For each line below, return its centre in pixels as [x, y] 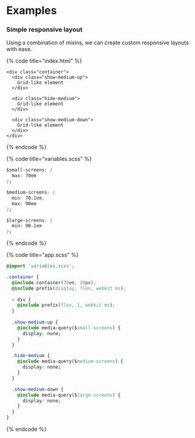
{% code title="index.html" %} [44, 61]
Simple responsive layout [45, 30]
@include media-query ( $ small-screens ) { [69, 328]
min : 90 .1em [27, 226]
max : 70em [24, 176]
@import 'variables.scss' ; [40, 266]
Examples [32, 11]
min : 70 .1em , [28, 198]
